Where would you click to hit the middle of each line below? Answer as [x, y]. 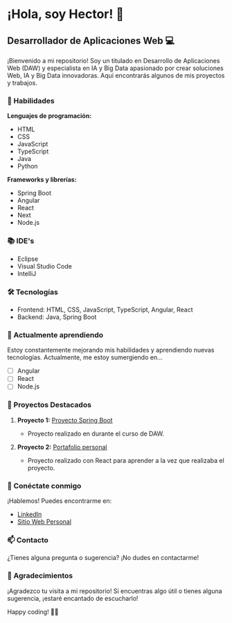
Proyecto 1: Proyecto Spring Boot [65, 420]
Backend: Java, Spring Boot [57, 317]
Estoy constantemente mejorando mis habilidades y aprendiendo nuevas [111, 350]
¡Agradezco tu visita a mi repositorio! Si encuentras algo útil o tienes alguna [115, 591]
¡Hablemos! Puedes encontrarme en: [60, 501]
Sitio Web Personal [44, 521]
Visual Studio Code [45, 266]
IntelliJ [27, 273]
